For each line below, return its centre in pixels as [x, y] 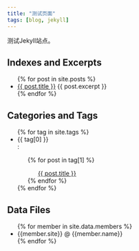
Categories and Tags [53, 116]
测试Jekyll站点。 [31, 40]
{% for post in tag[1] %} [61, 160]
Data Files [29, 210]
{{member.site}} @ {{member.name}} [70, 233]
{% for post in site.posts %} [56, 79]
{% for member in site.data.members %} [75, 226]
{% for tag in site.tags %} [53, 132]
